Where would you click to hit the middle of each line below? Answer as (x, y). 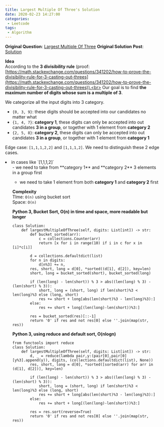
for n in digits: (48, 260)
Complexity (24, 192)
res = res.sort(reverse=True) (61, 412)
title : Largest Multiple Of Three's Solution (52, 10)
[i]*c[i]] (22, 247)
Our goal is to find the (124, 87)
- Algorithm (19, 32)
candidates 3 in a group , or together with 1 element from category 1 (81, 138)
